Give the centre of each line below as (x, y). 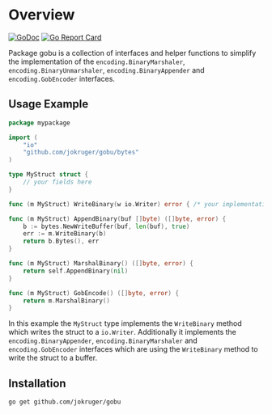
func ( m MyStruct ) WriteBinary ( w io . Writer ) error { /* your (114, 204)
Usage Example (49, 104)
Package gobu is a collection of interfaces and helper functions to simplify (132, 53)
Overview (42, 15)
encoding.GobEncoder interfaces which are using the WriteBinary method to (133, 349)
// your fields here (57, 182)
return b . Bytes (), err (61, 241)
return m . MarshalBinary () (67, 301)
